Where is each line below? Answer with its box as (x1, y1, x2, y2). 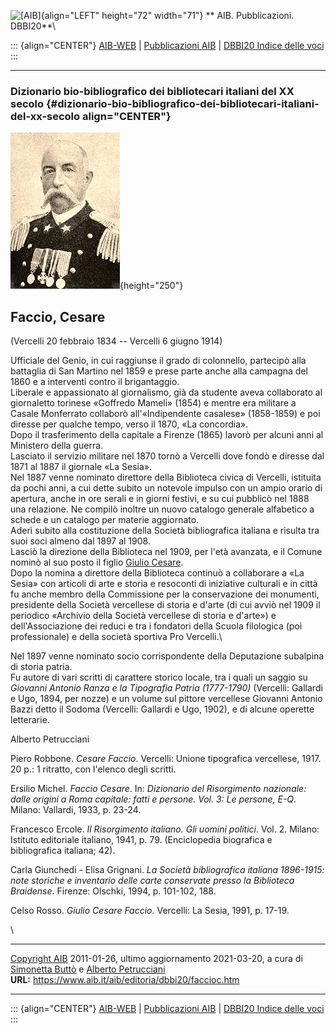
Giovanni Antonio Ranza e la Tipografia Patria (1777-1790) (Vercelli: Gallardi (10, 682, 323, 694)
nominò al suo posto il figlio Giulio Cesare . (10, 556, 184, 569)
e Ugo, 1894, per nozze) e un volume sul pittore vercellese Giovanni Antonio (10, 693, 323, 705)
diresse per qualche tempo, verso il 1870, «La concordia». (10, 418, 249, 430)
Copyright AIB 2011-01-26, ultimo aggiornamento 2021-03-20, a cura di (10, 953, 303, 965)
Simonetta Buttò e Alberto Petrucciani (10, 963, 166, 975)
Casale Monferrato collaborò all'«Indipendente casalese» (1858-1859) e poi (10, 408, 321, 420)
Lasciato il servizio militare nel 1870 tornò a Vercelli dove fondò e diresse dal (10, 450, 325, 462)
